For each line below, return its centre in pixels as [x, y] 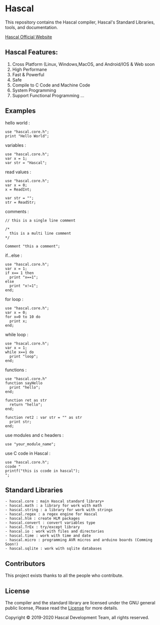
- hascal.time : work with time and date [48, 536]
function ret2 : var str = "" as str [44, 417]
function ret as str [26, 400]
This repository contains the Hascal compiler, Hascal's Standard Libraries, [80, 22]
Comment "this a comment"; [33, 246]
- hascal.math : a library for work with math [53, 506]
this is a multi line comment [40, 233]
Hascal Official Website [29, 37]
